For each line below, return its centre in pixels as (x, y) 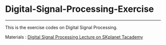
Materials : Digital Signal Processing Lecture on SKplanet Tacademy (74, 37)
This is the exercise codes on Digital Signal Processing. (61, 27)
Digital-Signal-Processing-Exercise (80, 9)
